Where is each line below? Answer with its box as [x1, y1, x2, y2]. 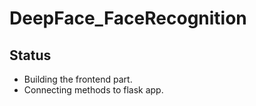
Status [9, 47, 52, 64]
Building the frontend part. [23, 73, 133, 85]
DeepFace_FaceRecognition [9, 7, 247, 30]
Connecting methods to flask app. [23, 84, 164, 96]
